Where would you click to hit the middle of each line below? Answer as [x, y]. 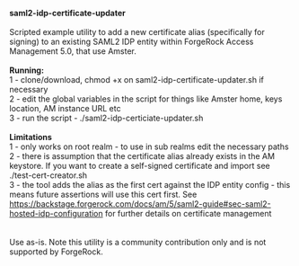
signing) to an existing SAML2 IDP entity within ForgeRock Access [132, 41]
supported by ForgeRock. [56, 252]
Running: [27, 70]
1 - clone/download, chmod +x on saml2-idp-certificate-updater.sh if [137, 80]
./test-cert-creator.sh [48, 175]
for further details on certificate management [188, 213]
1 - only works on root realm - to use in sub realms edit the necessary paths [149, 146]
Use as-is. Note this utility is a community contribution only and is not [138, 242]
